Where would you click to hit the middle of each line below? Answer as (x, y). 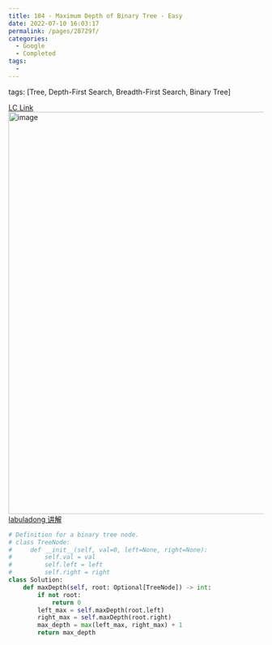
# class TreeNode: (39, 542)
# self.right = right (59, 573)
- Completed (36, 54)
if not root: (59, 595)
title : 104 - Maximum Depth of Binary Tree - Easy (96, 16)
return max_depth (66, 633)
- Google (30, 46)
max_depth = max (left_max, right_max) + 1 (110, 626)
